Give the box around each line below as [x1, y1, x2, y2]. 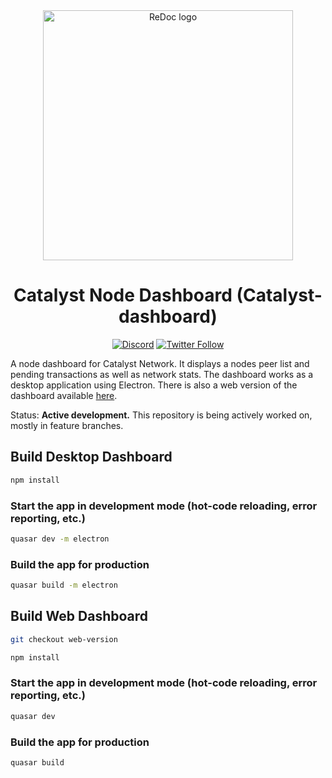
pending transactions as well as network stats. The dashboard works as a [10, 368, 314, 380]
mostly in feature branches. [10, 419, 124, 431]
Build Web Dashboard [10, 608, 149, 625]
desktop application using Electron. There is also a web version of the [10, 379, 298, 391]
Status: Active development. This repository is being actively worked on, [10, 409, 313, 421]
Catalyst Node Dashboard [13, 284, 233, 307]
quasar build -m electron [10, 580, 118, 591]
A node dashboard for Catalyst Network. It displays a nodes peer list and [10, 357, 310, 369]
